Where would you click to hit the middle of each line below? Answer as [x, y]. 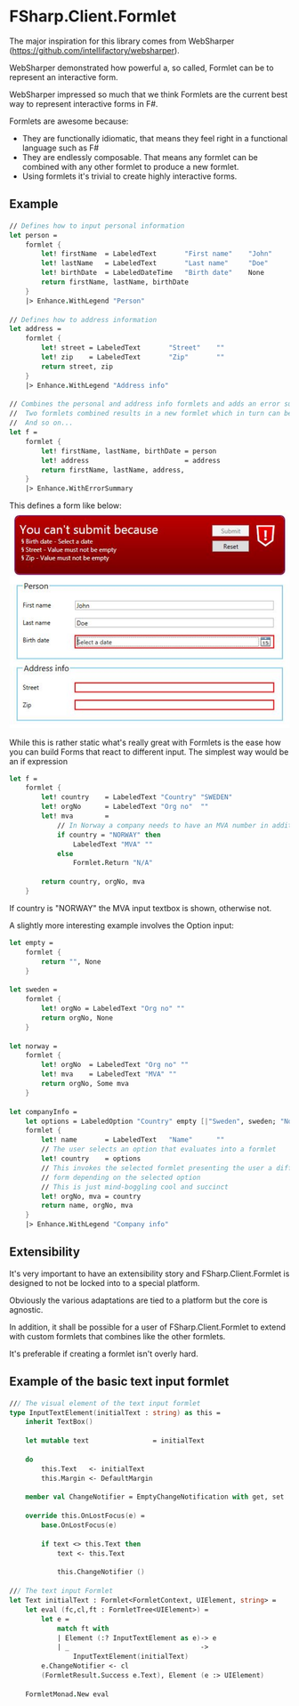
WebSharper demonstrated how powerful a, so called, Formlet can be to [141, 68]
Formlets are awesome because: [69, 121]
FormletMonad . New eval [67, 1694]
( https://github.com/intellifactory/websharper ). [94, 50]
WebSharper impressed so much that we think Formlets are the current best [149, 94]
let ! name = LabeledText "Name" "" [133, 1140]
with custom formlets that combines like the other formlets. [117, 1336]
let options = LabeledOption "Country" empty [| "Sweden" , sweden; [151, 1121]
